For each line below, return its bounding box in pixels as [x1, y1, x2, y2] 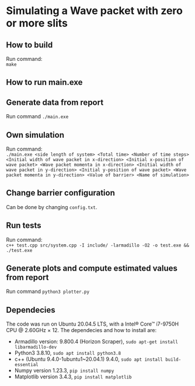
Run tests [6, 221, 41, 231]
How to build [6, 40, 53, 50]
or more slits [6, 16, 68, 30]
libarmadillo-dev [14, 344, 57, 350]
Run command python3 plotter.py [6, 288, 89, 295]
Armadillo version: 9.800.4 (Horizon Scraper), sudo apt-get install [14, 338, 178, 345]
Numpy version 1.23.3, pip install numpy [14, 367, 114, 374]
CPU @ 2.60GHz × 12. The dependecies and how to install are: [6, 327, 157, 334]
